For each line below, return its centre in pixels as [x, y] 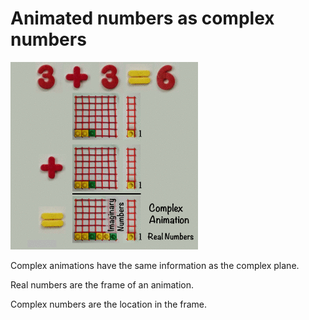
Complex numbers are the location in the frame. [109, 304]
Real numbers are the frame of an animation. [102, 284]
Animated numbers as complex [142, 18]
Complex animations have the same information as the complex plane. [155, 265]
